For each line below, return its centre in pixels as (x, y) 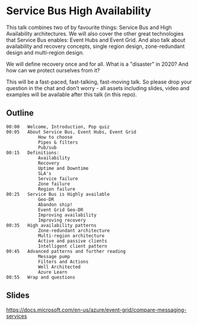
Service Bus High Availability (79, 11)
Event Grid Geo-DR (60, 210)
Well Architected (59, 267)
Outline (20, 113)
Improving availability (67, 215)
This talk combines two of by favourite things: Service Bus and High (89, 27)
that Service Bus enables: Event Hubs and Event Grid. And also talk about (96, 40)
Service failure (58, 179)
